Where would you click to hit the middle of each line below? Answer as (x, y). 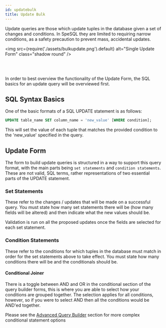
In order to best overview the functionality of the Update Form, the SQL (78, 78)
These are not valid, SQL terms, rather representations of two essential (78, 173)
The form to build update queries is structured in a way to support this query (83, 163)
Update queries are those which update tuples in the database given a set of (83, 28)
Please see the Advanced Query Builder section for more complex (73, 315)
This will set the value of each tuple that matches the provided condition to (81, 130)
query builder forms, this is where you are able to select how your (72, 289)
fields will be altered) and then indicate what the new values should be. (78, 213)
